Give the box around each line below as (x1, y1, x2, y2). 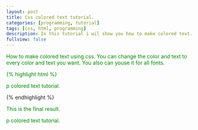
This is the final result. (6, 106, 61, 112)
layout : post (6, 8, 39, 15)
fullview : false (6, 36, 46, 42)
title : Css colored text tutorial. (6, 14, 95, 20)
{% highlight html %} (6, 71, 58, 78)
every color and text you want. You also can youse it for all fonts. (6, 59, 165, 66)
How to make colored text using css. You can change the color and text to (6, 53, 187, 60)
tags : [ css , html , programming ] (6, 25, 86, 32)
